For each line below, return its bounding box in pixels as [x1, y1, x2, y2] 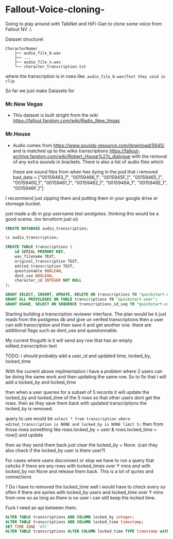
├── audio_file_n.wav [14, 59, 61, 65]
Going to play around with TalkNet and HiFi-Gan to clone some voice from [5, 21, 162, 27]
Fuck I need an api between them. [5, 505, 77, 511]
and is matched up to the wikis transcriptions [12, 148, 109, 154]
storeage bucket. [5, 200, 42, 206]
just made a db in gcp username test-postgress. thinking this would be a [5, 210, 159, 217]
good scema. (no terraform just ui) [5, 216, 78, 222]
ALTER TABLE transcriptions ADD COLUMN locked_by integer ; [5, 514, 135, 519]
